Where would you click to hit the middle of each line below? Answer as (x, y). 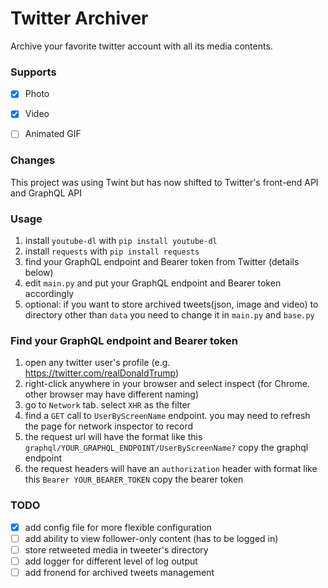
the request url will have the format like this (113, 437)
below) (39, 273)
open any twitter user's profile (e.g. (97, 363)
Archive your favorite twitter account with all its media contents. (141, 46)
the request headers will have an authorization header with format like (171, 469)
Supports (33, 72)
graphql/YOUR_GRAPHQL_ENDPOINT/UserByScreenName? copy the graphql (166, 448)
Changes (33, 160)
